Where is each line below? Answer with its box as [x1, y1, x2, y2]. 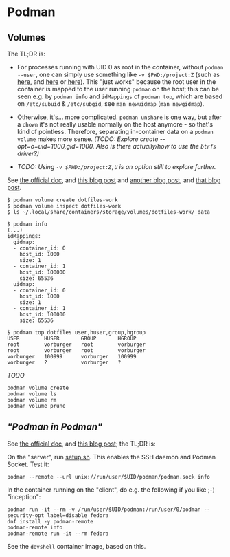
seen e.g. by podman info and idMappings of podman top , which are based [16, 92, 223, 100]
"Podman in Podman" [7, 421, 103, 433]
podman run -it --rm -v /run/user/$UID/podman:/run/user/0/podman [7, 506, 201, 513]
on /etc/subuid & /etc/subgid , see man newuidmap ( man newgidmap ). [16, 100, 205, 107]
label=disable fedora [47, 512, 109, 519]
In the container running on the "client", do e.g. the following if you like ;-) [7, 485, 215, 494]
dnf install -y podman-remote [7, 518, 94, 525]
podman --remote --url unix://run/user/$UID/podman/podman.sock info [7, 473, 211, 480]
